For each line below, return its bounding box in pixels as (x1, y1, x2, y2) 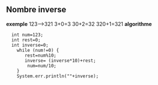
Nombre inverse (6, 5, 67, 15)
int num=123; (11, 32, 44, 38)
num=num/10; (27, 63, 57, 68)
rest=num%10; (24, 53, 57, 58)
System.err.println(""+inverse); (17, 73, 99, 79)
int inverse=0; (11, 42, 49, 48)
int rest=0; (11, 37, 41, 43)
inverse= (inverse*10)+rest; (24, 57, 96, 64)
